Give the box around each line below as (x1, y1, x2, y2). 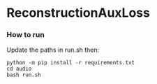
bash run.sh (6, 71, 41, 78)
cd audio (6, 65, 32, 73)
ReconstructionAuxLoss (6, 5, 151, 21)
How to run (6, 30, 45, 40)
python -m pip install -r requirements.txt (6, 59, 135, 66)
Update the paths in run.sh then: (6, 45, 100, 54)
